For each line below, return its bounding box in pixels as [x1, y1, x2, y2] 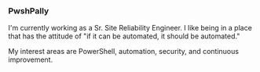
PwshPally [8, 5, 49, 16]
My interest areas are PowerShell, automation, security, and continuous [8, 47, 240, 56]
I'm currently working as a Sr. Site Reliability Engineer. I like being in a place [8, 23, 253, 33]
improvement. [8, 55, 53, 64]
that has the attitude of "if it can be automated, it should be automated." [8, 31, 240, 41]
